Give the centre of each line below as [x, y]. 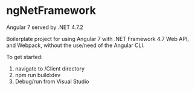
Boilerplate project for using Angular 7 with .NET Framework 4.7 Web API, [97, 39]
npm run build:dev [38, 75]
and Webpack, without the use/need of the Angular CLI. [75, 45]
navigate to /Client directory [50, 68]
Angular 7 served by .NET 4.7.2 [45, 27]
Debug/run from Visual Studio [52, 81]
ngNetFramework [51, 11]
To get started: [25, 57]
